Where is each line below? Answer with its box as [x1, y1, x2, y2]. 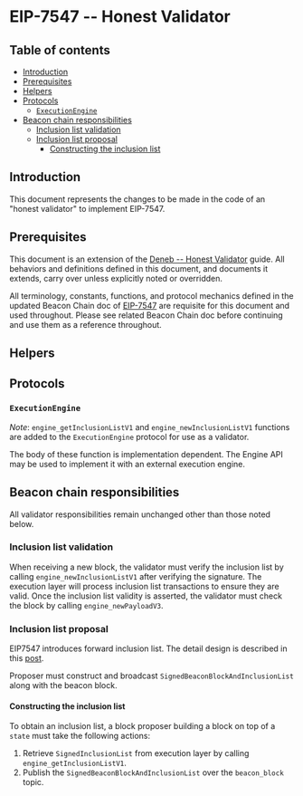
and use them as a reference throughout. [9, 319, 163, 330]
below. [9, 518, 34, 529]
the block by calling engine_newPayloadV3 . [9, 599, 165, 610]
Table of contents [9, 43, 110, 58]
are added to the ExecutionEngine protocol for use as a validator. [9, 431, 250, 442]
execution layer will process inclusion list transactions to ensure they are [9, 580, 279, 591]
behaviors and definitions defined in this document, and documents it [9, 263, 269, 273]
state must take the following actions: [9, 731, 151, 742]
